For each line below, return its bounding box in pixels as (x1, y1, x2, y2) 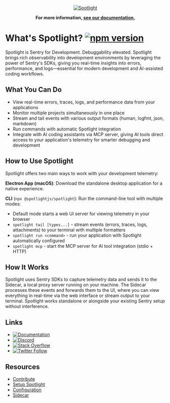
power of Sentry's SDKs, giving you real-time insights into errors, (5, 60, 142, 66)
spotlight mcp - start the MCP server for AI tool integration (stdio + (12, 243, 153, 249)
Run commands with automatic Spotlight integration (12, 126, 121, 132)
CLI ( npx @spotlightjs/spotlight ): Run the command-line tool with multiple (5, 195, 163, 201)
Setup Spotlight (12, 381, 46, 387)
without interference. (5, 304, 49, 310)
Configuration (12, 387, 42, 393)
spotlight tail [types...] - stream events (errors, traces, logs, (12, 221, 148, 227)
